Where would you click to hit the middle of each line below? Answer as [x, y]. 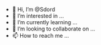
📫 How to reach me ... [40, 36]
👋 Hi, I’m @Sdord [34, 9]
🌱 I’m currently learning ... [45, 22]
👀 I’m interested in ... [38, 16]
